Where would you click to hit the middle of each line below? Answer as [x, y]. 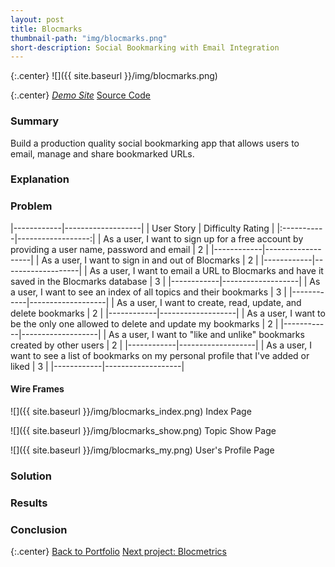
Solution [31, 476]
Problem [31, 206]
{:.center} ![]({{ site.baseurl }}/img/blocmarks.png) [114, 76]
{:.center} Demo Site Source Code [80, 95]
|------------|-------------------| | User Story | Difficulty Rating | [142, 228]
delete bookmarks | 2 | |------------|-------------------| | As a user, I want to [168, 313]
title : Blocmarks [46, 29]
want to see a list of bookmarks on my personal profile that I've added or [160, 355]
